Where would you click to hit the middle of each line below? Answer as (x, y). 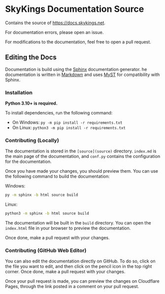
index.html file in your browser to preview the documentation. (68, 228)
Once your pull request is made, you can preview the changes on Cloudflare (82, 281)
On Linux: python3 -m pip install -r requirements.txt (69, 128)
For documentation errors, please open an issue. (54, 32)
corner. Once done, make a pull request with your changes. (65, 272)
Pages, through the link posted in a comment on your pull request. (72, 287)
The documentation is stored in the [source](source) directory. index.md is (81, 151)
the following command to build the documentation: (57, 177)
